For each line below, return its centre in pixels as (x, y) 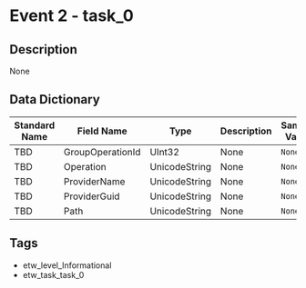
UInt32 (165, 152)
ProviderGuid (92, 196)
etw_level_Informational (67, 265)
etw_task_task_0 (53, 274)
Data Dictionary (55, 99)
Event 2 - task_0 (71, 16)
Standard (35, 125)
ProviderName (94, 181)
